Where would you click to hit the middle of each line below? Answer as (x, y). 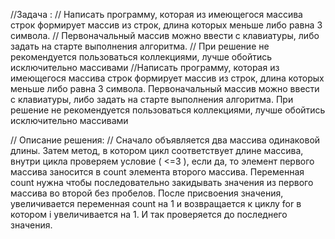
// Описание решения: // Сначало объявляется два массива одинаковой (165, 140)
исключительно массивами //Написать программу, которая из (145, 67)
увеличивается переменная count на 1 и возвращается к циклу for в (156, 203)
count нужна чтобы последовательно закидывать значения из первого (162, 182)
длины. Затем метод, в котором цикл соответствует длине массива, (157, 150)
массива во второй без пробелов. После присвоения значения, (147, 193)
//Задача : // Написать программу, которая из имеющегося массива (156, 14)
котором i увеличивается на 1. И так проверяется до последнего (149, 214)
